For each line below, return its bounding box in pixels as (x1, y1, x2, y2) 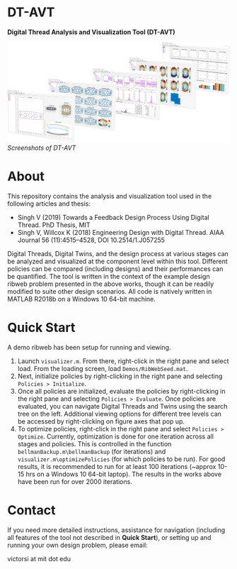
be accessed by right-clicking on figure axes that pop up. (17, 416, 185, 426)
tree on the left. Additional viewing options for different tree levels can (17, 409, 221, 418)
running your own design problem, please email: (7, 541, 148, 549)
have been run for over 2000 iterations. (17, 477, 132, 486)
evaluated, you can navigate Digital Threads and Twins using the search (17, 402, 228, 410)
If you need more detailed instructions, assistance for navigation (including (7, 526, 225, 534)
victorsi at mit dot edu (7, 554, 71, 563)
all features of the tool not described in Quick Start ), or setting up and (7, 533, 212, 541)
